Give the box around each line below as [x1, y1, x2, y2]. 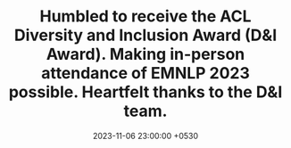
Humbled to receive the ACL [39, 6, 252, 27]
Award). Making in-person [46, 45, 245, 64]
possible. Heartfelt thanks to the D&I [8, 82, 283, 103]
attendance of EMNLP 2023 [41, 63, 250, 84]
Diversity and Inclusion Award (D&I [13, 25, 278, 45]
